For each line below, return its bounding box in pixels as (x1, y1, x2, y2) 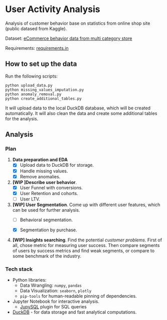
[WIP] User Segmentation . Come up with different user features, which (12, 202, 160, 208)
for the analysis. (5, 115, 39, 121)
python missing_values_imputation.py (5, 87, 84, 92)
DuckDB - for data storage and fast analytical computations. (12, 309, 137, 315)
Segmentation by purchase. (20, 227, 77, 233)
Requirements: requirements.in (5, 45, 69, 51)
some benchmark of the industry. (12, 253, 82, 259)
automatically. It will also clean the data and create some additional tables (5, 110, 157, 116)
